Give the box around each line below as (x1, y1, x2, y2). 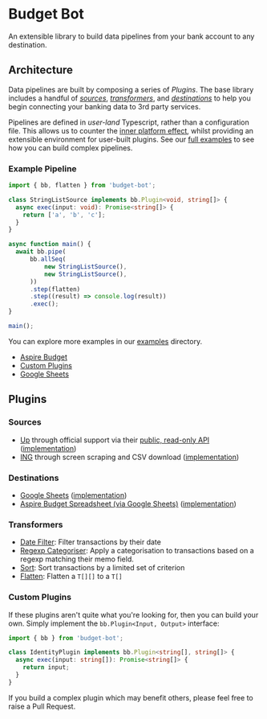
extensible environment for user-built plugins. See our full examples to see (8, 134, 255, 144)
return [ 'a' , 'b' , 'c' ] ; (22, 211, 106, 219)
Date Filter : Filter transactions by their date (19, 537, 162, 547)
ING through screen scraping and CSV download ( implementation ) (19, 452, 240, 462)
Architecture (8, 64, 74, 77)
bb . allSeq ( (29, 255, 67, 264)
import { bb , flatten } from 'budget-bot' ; (8, 182, 156, 190)
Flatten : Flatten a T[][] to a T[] (19, 572, 123, 581)
